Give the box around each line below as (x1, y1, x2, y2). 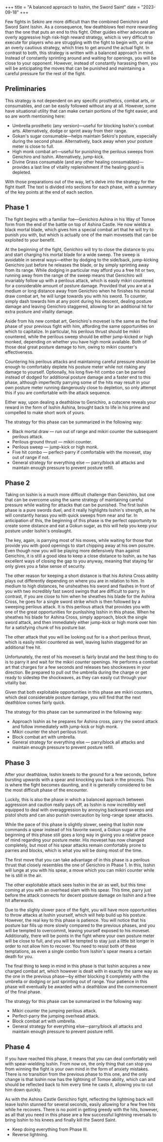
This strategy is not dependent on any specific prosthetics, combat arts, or (5, 98, 155, 103)
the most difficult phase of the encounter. (5, 787, 89, 793)
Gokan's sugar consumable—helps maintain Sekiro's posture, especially (12, 133, 157, 139)
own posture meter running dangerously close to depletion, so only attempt (5, 384, 157, 390)
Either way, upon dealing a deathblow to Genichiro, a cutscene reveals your (5, 399, 157, 405)
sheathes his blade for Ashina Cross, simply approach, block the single (5, 614, 147, 620)
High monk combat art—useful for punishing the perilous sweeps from (12, 148, 154, 154)
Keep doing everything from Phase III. (12, 1126, 88, 1132)
